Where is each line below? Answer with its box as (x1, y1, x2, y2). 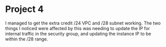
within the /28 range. (5, 36, 48, 42)
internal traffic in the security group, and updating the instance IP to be (5, 30, 151, 36)
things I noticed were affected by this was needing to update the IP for (5, 25, 150, 31)
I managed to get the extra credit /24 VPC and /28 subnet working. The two (5, 20, 161, 26)
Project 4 (5, 3, 44, 15)
